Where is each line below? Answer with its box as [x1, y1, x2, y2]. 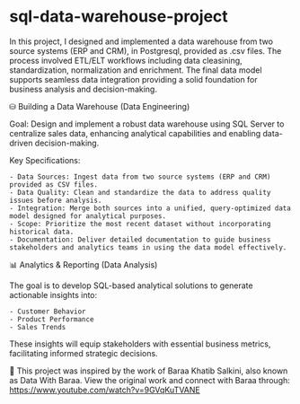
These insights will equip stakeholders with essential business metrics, [9, 338, 271, 349]
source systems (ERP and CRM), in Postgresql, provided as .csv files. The [9, 45, 282, 56]
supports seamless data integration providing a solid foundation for [9, 74, 258, 84]
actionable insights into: [9, 289, 98, 300]
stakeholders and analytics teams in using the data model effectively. [9, 242, 287, 252]
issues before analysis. [9, 196, 102, 205]
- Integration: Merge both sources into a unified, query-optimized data [9, 204, 292, 213]
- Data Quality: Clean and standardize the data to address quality [9, 188, 271, 197]
